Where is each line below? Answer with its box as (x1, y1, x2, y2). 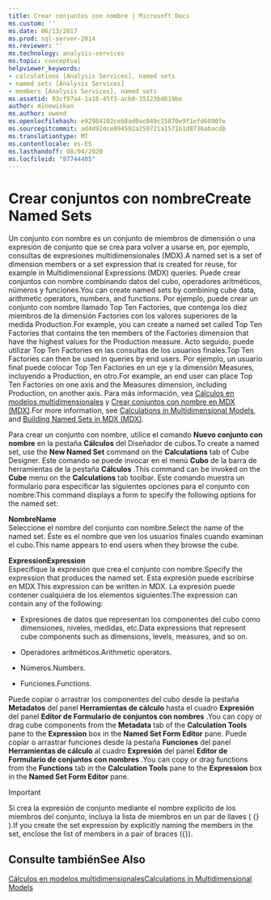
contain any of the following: (8, 599, 104, 609)
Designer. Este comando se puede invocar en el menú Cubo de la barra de (8, 456, 257, 465)
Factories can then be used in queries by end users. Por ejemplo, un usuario (8, 354, 263, 364)
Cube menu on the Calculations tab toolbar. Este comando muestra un (8, 473, 245, 482)
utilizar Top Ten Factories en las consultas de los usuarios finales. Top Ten (8, 346, 255, 355)
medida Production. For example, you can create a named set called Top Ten (8, 320, 263, 329)
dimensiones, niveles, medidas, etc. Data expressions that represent (19, 623, 247, 633)
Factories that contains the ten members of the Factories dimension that (8, 329, 249, 338)
